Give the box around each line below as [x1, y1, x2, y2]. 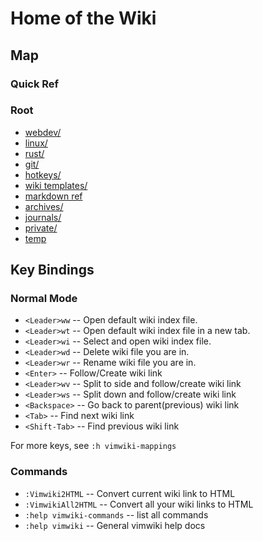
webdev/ [24, 126, 62, 138]
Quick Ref [10, 77, 60, 91]
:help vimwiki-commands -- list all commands [24, 508, 209, 521]
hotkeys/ [24, 168, 62, 181]
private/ [24, 222, 58, 234]
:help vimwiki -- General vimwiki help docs [24, 519, 206, 531]
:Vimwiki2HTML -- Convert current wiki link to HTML [24, 487, 236, 499]
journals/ [24, 211, 62, 223]
